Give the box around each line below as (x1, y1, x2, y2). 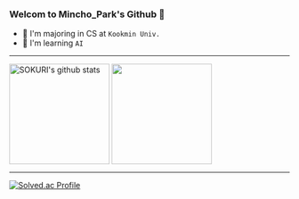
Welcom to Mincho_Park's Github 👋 (9, 8, 166, 21)
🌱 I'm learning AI (21, 37, 84, 48)
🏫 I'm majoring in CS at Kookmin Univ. (21, 29, 160, 39)
